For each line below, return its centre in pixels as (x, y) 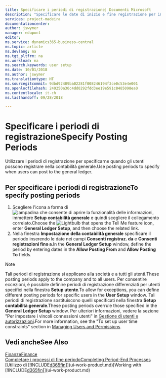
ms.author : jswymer (25, 75)
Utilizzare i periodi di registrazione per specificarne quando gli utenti (75, 161)
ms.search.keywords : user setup (38, 65)
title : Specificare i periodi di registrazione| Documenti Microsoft (78, 10)
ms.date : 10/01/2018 (26, 70)
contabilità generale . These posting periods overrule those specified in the (81, 305)
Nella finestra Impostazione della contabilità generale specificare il (82, 233)
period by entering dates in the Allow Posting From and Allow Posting (84, 249)
